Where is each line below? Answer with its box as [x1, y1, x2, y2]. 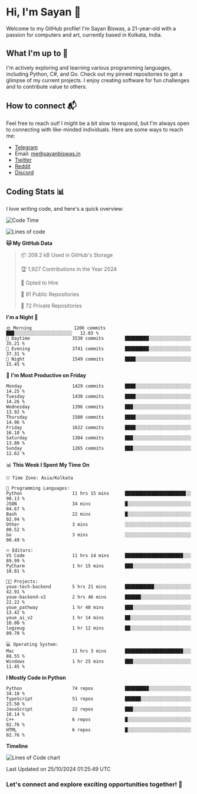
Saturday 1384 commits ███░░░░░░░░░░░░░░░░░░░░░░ [6, 435, 192, 441]
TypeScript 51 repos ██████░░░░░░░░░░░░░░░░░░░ [6, 696, 192, 702]
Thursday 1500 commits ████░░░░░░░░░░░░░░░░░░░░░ [6, 414, 192, 420]
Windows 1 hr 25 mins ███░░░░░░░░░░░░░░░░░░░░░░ [6, 658, 192, 665]
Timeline [6, 742, 28, 750]
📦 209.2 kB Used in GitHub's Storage [20, 252, 113, 259]
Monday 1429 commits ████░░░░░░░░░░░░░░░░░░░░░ [6, 383, 192, 390]
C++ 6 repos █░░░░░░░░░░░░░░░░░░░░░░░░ [6, 716, 192, 723]
